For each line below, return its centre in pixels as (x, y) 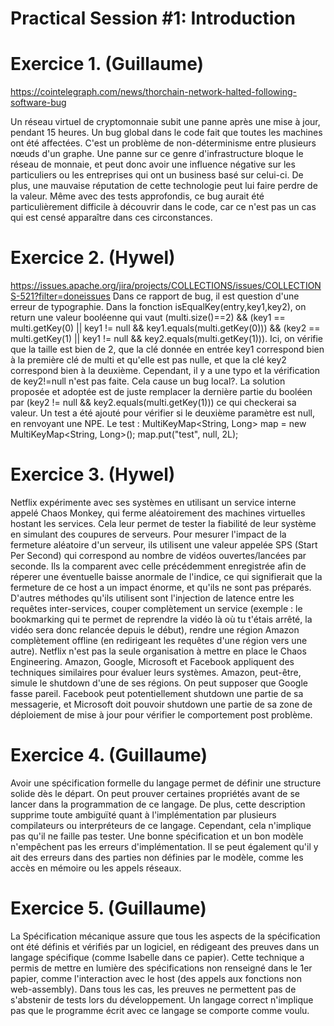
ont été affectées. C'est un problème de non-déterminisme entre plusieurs (163, 143)
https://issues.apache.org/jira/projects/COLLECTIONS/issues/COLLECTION (166, 286)
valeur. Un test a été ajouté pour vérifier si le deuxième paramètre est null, (162, 413)
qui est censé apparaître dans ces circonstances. (111, 218)
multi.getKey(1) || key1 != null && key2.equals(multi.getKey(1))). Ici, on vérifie (167, 339)
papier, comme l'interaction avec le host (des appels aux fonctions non (156, 978)
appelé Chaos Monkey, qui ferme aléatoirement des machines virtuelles (158, 513)
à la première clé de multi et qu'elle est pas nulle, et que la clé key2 (148, 360)
